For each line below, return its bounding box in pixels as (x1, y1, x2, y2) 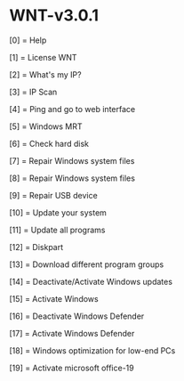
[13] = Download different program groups (9, 259, 164, 270)
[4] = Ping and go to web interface (9, 103, 136, 114)
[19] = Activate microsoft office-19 (9, 362, 135, 373)
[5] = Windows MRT (9, 121, 83, 132)
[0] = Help (9, 35, 47, 45)
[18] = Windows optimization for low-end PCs (9, 345, 176, 356)
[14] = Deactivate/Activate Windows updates (9, 276, 173, 287)
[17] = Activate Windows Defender (9, 328, 135, 338)
